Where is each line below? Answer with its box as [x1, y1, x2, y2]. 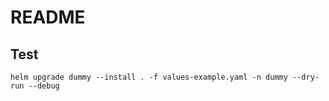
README [10, 6, 86, 29]
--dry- [292, 72, 320, 82]
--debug [28, 81, 60, 91]
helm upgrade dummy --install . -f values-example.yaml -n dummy [10, 72, 288, 82]
